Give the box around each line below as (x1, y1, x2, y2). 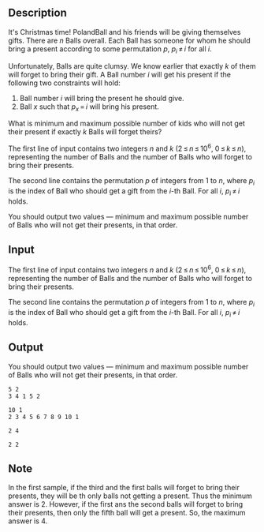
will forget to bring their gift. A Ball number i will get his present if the (8, 69, 231, 79)
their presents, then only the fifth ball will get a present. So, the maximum (8, 508, 246, 518)
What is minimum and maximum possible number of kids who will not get (8, 118, 246, 129)
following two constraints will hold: (8, 78, 121, 88)
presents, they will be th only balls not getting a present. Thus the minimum (8, 491, 252, 500)
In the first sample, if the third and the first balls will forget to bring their (8, 483, 240, 493)
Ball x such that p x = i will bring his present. (19, 102, 159, 113)
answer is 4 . (8, 516, 48, 526)
